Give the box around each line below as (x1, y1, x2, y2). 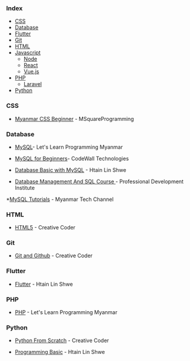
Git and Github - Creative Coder (14, 252, 93, 259)
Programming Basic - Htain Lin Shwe (14, 349, 105, 356)
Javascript (14, 49, 41, 56)
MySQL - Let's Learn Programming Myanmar (14, 143, 123, 151)
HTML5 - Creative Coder (14, 224, 76, 231)
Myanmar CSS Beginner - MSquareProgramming (14, 115, 134, 122)
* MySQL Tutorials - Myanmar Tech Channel (6, 196, 114, 203)
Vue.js (23, 68, 40, 75)
